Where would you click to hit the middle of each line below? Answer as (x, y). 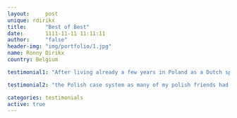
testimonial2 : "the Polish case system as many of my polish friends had (118, 85)
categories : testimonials (45, 98)
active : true (26, 104)
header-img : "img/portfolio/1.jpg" (60, 46)
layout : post (33, 14)
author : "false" (38, 40)
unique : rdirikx (31, 20)
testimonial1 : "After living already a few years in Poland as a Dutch (115, 72)
